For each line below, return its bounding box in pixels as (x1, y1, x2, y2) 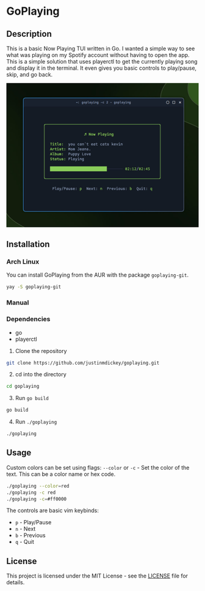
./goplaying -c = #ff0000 (6, 496, 67, 502)
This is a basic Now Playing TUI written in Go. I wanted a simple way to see (6, 45, 195, 52)
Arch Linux (6, 258, 40, 266)
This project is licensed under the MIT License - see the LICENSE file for (6, 572, 188, 579)
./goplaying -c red (6, 489, 56, 496)
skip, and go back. (6, 71, 53, 78)
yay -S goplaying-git (6, 284, 62, 290)
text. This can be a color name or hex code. (6, 470, 116, 478)
